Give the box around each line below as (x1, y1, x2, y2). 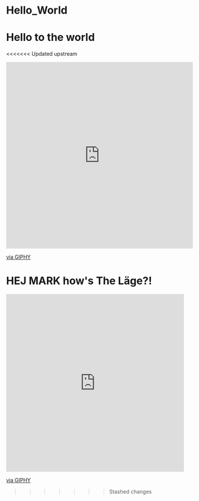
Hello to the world (6, 31, 95, 44)
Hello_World (6, 4, 68, 17)
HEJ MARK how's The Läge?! (6, 274, 152, 288)
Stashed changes (109, 488, 152, 495)
